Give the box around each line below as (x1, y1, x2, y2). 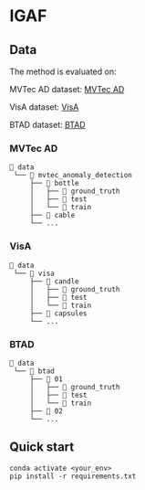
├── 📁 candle (29, 276, 79, 286)
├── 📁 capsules (29, 308, 88, 318)
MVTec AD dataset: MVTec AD (9, 84, 125, 94)
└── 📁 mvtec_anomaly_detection (13, 171, 132, 180)
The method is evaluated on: (9, 66, 117, 77)
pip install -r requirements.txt (9, 472, 137, 481)
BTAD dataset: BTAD (9, 120, 86, 130)
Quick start (9, 440, 75, 455)
